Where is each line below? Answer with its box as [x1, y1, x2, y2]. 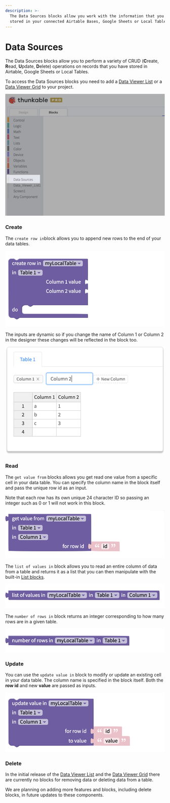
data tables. [5, 240, 30, 246]
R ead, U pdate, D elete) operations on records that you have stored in [5, 63, 148, 69]
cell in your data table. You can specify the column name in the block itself [5, 479, 160, 485]
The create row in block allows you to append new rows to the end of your [5, 235, 161, 241]
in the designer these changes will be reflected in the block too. [5, 336, 138, 343]
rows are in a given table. [5, 619, 58, 625]
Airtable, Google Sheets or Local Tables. [5, 69, 90, 75]
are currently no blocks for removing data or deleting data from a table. [5, 777, 153, 783]
